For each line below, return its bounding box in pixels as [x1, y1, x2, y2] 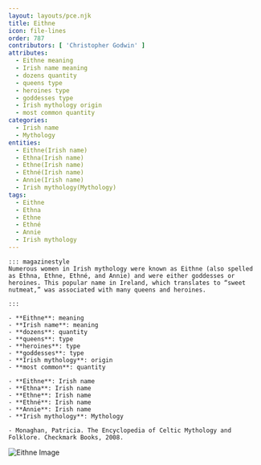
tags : [8, 190, 27, 199]
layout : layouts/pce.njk [8, 11, 92, 20]
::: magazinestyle [8, 258, 70, 266]
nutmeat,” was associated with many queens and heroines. [8, 286, 206, 294]
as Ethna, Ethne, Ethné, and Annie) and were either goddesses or [8, 271, 235, 279]
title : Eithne [8, 19, 56, 27]
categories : [8, 116, 48, 124]
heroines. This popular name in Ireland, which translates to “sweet [8, 279, 247, 287]
